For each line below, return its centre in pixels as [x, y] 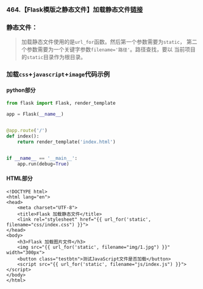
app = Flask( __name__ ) [35, 114]
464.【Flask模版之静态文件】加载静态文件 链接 [75, 9]
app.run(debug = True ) [43, 164]
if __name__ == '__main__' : [42, 158]
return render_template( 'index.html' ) [66, 142]
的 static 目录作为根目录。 [54, 57]
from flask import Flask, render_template [61, 103]
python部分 [21, 90]
